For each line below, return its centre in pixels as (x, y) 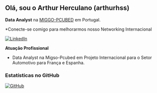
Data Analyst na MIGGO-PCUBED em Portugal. (53, 19)
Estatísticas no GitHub (32, 75)
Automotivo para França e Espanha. (48, 62)
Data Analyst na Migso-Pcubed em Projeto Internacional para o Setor (82, 57)
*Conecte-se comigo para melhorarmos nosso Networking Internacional (78, 29)
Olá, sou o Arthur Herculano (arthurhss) (67, 8)
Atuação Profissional (27, 48)
